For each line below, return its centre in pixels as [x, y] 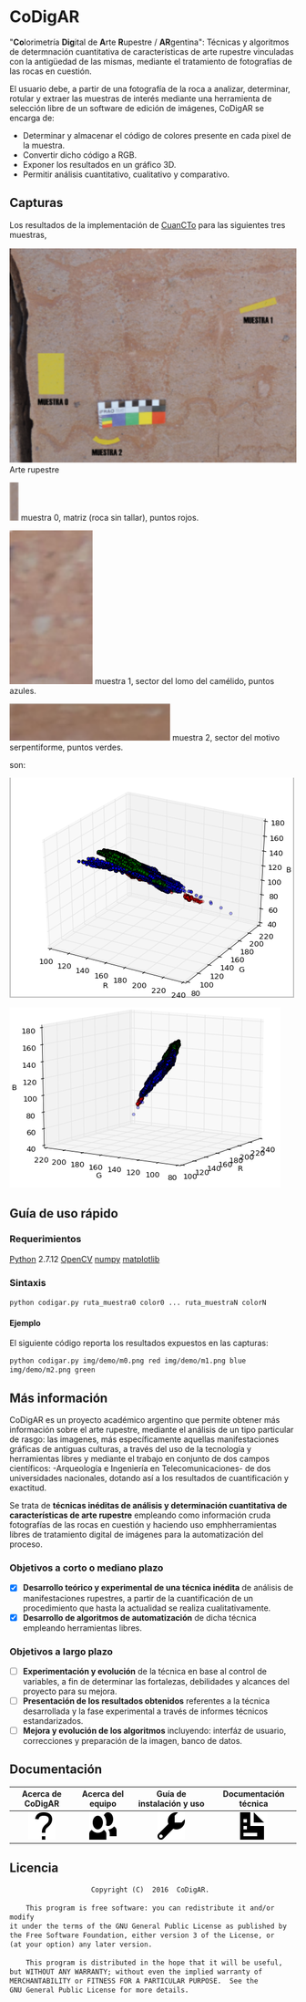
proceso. [26, 1544]
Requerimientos [46, 1240]
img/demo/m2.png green [52, 1370]
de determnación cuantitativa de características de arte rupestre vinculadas [152, 51]
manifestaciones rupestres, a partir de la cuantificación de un [138, 1598]
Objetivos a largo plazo [61, 1651]
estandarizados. [53, 1721]
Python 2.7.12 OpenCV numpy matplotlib [85, 1259]
